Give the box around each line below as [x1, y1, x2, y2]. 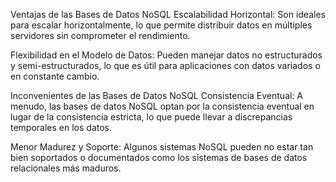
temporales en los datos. [10, 122, 113, 133]
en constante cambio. [10, 70, 100, 82]
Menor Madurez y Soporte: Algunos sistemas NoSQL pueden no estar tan [10, 141, 314, 153]
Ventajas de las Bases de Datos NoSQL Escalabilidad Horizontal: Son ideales [10, 9, 326, 20]
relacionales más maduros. [10, 162, 122, 174]
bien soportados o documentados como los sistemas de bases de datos [10, 152, 308, 163]
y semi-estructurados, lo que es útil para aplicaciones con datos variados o [10, 60, 321, 71]
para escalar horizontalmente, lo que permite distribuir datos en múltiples [10, 19, 313, 31]
